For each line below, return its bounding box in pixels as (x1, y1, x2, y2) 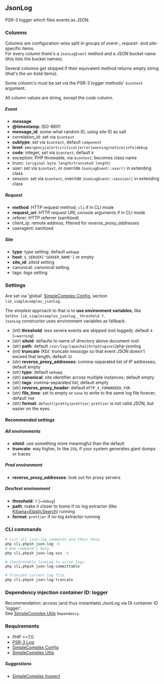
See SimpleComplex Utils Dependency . (5, 611, 81, 616)
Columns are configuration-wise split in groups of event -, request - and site (5, 40, 157, 46)
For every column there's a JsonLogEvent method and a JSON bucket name (5, 51, 156, 57)
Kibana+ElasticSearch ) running (12, 508, 75, 514)
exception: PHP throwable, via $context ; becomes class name (12, 155, 137, 161)
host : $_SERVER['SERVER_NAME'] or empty (12, 254, 94, 260)
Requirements (5, 623, 40, 630)
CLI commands (5, 526, 42, 533)
